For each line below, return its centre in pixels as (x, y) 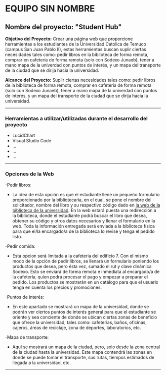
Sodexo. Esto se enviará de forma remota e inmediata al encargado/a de (86, 271)
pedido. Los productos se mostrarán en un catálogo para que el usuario (85, 282)
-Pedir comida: (20, 246)
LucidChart (24, 135)
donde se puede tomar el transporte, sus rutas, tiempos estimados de (83, 357)
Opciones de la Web (30, 174)
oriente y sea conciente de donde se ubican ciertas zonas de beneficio (84, 317)
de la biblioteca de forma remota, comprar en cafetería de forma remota (78, 85)
